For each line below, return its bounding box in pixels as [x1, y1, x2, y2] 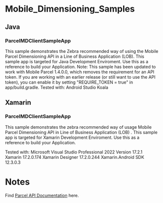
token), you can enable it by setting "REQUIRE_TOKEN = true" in [5, 79, 133, 85]
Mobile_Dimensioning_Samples [5, 3, 135, 15]
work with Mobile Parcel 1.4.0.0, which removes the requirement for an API [5, 69, 155, 75]
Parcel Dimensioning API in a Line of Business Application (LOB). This [5, 53, 145, 59]
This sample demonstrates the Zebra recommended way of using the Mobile [5, 48, 159, 54]
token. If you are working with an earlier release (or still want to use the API [5, 74, 156, 80]
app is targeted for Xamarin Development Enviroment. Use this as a [5, 135, 140, 140]
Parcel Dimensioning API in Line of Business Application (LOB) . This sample [5, 129, 158, 135]
